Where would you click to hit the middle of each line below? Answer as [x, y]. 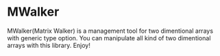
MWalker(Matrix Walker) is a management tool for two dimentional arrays [110, 31]
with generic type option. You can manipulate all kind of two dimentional [109, 38]
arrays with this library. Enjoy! [49, 45]
